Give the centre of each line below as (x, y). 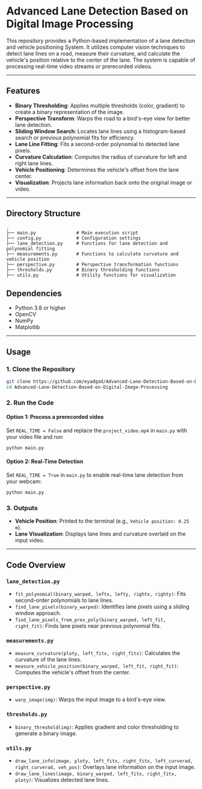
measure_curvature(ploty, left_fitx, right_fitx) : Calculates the (97, 653)
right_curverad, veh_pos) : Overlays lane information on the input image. (105, 767)
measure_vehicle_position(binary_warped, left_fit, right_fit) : (96, 666)
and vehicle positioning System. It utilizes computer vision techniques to (96, 47)
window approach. (38, 613)
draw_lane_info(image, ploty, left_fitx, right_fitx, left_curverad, (104, 761)
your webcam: (24, 482)
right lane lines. (34, 163)
